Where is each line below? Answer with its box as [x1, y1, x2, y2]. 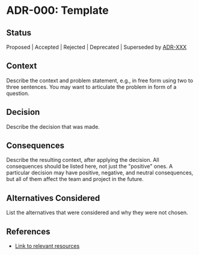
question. [6, 90, 30, 97]
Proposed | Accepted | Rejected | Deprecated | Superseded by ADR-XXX [6, 43, 187, 51]
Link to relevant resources [14, 242, 80, 250]
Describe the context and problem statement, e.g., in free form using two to [6, 76, 194, 84]
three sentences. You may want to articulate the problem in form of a [6, 83, 177, 90]
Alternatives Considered [6, 193, 100, 203]
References [6, 226, 51, 236]
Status [6, 28, 32, 38]
